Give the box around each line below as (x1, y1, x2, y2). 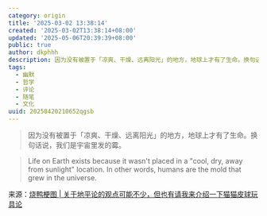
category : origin (8, 11, 66, 20)
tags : (8, 64, 26, 71)
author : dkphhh (8, 48, 59, 56)
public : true (8, 41, 52, 49)
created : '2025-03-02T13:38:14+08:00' (8, 26, 137, 34)
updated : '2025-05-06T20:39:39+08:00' (8, 33, 137, 42)
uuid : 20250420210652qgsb (8, 108, 94, 116)
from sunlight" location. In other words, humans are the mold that (27, 164, 242, 174)
